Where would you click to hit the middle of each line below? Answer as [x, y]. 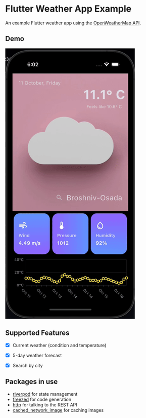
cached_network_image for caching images [58, 410]
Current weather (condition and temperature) [59, 345]
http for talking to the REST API [45, 405]
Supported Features [37, 333]
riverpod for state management [45, 394]
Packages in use [32, 382]
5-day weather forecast [37, 355]
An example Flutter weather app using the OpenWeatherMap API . [73, 23]
